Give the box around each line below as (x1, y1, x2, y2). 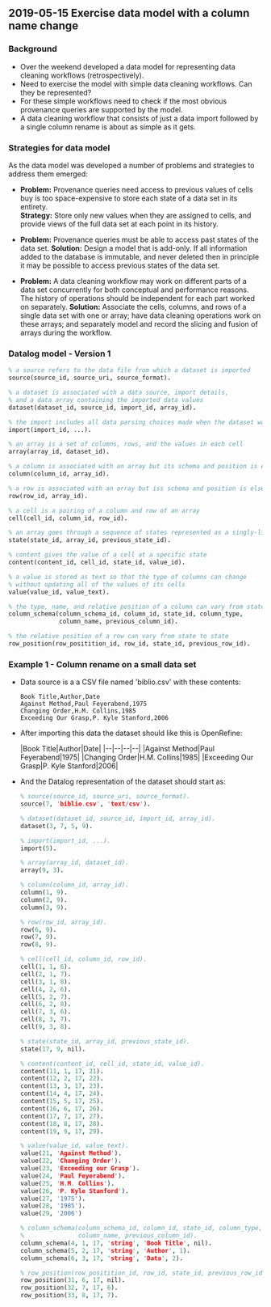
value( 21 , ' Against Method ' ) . (19, 1149, 123, 1157)
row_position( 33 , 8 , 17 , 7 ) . (19, 1292, 119, 1300)
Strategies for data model (8, 142, 110, 153)
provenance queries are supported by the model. (19, 104, 183, 114)
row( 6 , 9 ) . (19, 925, 57, 933)
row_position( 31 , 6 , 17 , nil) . (19, 1276, 126, 1284)
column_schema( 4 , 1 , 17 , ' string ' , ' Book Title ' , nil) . (19, 1239, 212, 1247)
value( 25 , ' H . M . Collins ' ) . (19, 1179, 115, 1187)
